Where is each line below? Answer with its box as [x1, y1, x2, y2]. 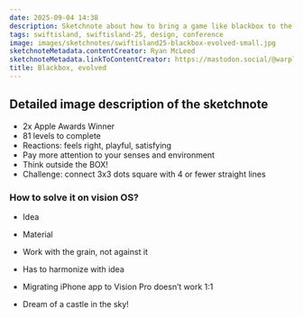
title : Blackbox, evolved [9, 64, 106, 73]
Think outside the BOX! [22, 159, 108, 169]
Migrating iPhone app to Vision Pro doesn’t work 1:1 [22, 281, 214, 292]
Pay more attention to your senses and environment [22, 150, 215, 160]
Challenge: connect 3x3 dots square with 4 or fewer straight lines [22, 168, 266, 179]
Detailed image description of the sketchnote [9, 96, 269, 113]
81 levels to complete [22, 130, 102, 141]
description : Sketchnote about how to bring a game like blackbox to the [9, 22, 293, 31]
